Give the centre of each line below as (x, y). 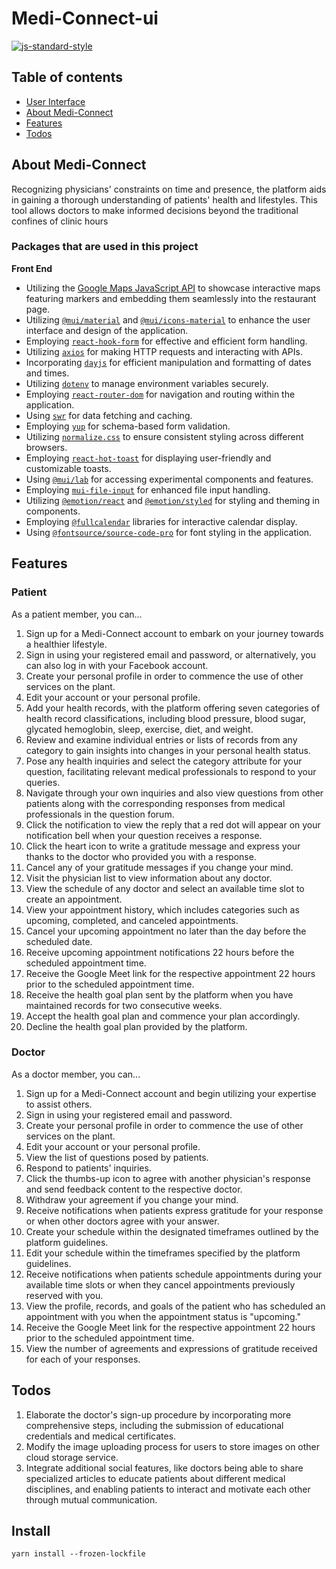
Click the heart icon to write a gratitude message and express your (163, 846)
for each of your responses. (83, 1359)
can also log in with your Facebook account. (117, 665)
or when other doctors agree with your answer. (122, 1221)
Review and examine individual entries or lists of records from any (161, 739)
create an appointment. (74, 899)
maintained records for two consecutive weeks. (124, 1005)
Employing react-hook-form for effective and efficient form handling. (166, 341)
